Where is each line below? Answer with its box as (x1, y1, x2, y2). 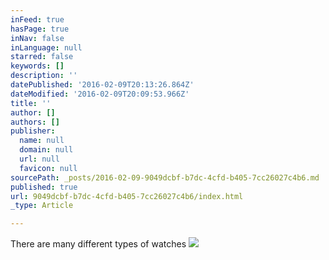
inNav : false (10, 33, 65, 43)
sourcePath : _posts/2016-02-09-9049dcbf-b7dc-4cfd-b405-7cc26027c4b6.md (10, 172, 320, 183)
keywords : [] (10, 61, 65, 71)
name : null (19, 136, 65, 146)
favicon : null (19, 163, 78, 173)
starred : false (10, 52, 74, 62)
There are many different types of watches (10, 238, 187, 250)
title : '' (10, 98, 52, 108)
